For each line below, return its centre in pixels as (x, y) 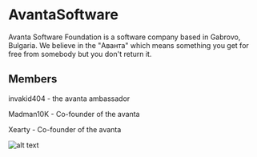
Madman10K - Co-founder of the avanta (74, 114)
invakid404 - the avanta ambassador (69, 99)
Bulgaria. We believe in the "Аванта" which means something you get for (129, 45)
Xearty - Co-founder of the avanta (65, 129)
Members (33, 79)
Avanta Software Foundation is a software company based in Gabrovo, (124, 37)
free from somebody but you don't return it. (80, 54)
